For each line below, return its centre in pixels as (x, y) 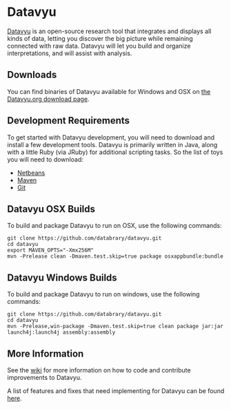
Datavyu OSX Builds (51, 209)
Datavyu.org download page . (48, 99)
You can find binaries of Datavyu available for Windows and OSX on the (109, 91)
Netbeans (31, 173)
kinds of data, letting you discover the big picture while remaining (100, 38)
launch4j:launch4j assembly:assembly (61, 332)
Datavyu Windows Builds (62, 277)
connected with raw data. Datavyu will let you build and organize (99, 46)
